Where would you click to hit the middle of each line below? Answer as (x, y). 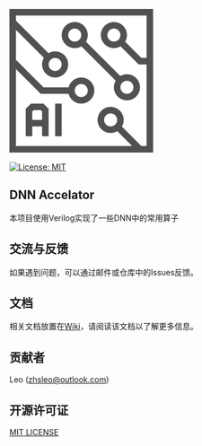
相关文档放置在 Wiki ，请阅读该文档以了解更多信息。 (104, 327)
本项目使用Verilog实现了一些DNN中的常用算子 (94, 218)
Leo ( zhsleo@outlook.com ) (59, 380)
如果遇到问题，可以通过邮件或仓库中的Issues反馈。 (104, 272)
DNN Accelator (52, 195)
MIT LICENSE (34, 433)
